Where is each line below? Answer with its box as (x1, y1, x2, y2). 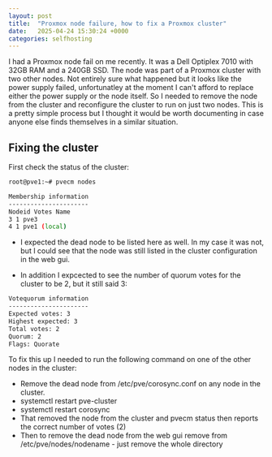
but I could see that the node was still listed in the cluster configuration (19, 246, 257, 256)
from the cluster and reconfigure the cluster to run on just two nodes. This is (8, 100, 264, 110)
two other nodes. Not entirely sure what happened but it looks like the (8, 74, 242, 84)
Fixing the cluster (8, 140, 99, 154)
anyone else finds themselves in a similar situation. (8, 117, 179, 127)
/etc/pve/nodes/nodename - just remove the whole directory (19, 439, 223, 449)
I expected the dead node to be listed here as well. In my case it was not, (19, 237, 265, 248)
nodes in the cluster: (8, 363, 77, 373)
